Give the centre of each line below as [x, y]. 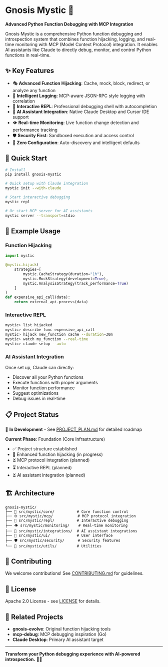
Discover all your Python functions [48, 377]
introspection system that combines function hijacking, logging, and [75, 39]
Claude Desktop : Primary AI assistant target [58, 639]
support [20, 117]
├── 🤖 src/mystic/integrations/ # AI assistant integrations [71, 531]
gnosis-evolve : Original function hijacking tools [61, 629]
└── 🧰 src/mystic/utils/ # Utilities [53, 546]
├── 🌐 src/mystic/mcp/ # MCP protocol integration [70, 516]
